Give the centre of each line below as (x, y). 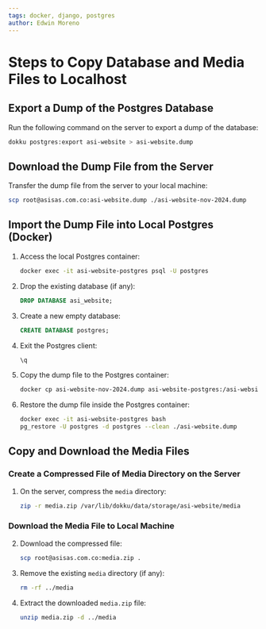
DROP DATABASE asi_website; (66, 301)
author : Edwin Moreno (44, 23)
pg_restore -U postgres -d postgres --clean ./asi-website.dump (128, 427)
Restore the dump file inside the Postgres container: (105, 405)
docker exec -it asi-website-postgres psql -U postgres (114, 270)
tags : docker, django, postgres (62, 15)
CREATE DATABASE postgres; (64, 330)
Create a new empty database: (70, 316)
